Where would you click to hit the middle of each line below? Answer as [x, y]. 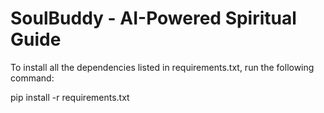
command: [32, 78]
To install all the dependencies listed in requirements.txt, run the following [162, 67]
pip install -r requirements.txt [70, 97]
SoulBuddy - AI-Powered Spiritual [153, 18]
